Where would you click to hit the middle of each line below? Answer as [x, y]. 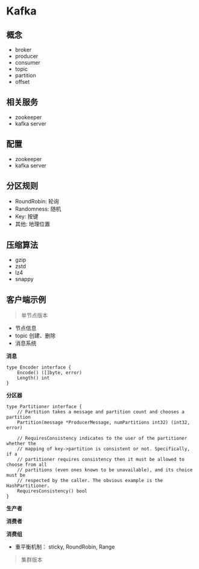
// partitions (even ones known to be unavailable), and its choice [105, 470]
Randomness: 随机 [38, 209]
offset [22, 82]
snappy [24, 279]
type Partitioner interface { [44, 407]
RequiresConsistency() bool [52, 491]
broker [23, 50]
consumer [27, 62]
